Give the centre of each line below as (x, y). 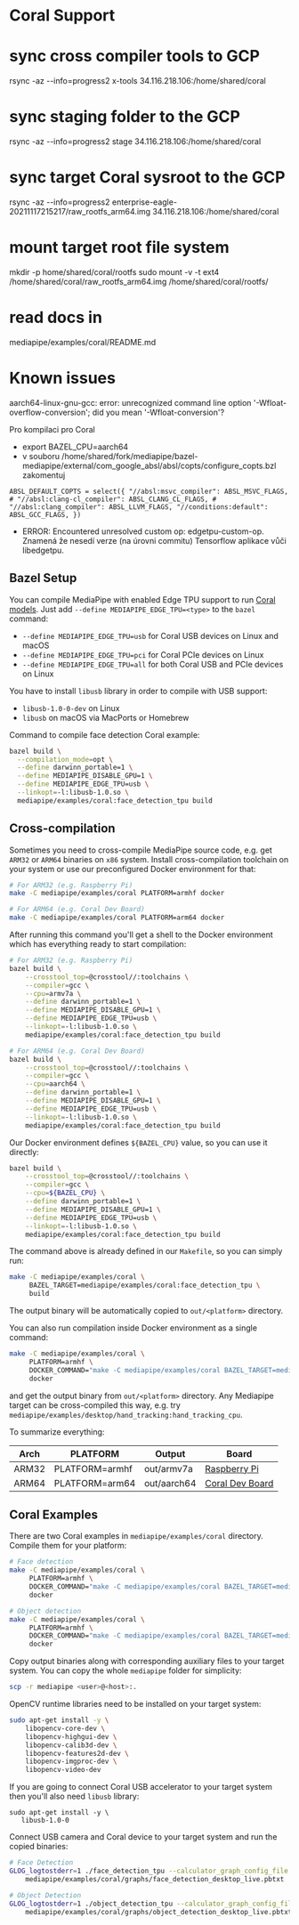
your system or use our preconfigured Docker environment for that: (133, 869)
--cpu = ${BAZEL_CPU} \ (65, 1193)
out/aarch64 (170, 1483)
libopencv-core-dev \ (65, 1728)
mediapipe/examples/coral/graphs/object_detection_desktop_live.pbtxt (159, 1912)
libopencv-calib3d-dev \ (71, 1745)
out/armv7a (169, 1468)
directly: (24, 1152)
